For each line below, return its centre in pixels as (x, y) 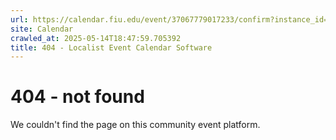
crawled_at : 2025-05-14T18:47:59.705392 (96, 38)
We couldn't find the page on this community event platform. (135, 125)
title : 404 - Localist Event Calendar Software (111, 47)
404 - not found (77, 97)
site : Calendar (42, 29)
